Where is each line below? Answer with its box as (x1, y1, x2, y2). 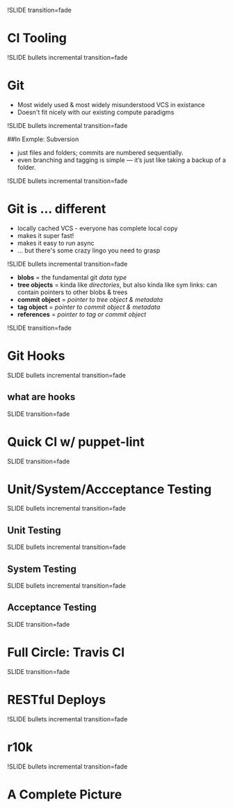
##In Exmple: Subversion (7, 135, 79, 143)
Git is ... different (7, 201, 106, 217)
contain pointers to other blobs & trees (17, 288, 128, 296)
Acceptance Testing (7, 602, 97, 614)
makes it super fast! (17, 231, 74, 239)
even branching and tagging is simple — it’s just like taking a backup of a (17, 156, 226, 164)
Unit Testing (7, 524, 61, 536)
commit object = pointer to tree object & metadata (17, 295, 163, 303)
